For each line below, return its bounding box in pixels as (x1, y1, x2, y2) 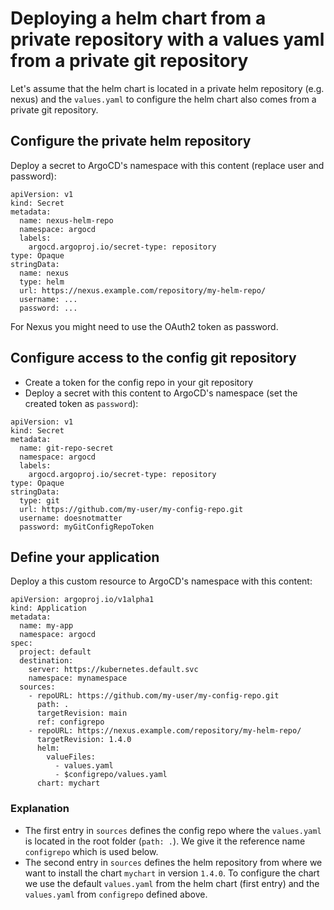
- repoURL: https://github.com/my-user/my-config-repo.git (28, 691, 280, 701)
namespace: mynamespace (28, 673, 128, 684)
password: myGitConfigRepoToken (19, 522, 155, 532)
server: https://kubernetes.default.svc (28, 665, 199, 675)
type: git (19, 495, 60, 506)
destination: (19, 656, 74, 666)
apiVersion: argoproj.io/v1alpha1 (10, 595, 155, 605)
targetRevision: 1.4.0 (36, 735, 132, 745)
